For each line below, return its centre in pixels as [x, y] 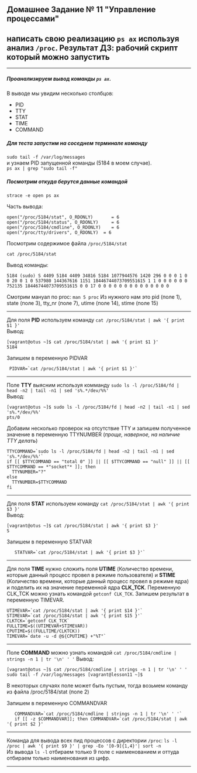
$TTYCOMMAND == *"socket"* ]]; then [51, 467]
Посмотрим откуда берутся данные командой [67, 182]
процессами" [33, 19]
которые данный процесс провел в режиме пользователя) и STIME [91, 575]
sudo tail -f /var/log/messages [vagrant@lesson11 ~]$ [75, 675]
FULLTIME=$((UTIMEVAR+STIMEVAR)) [47, 626]
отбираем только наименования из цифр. [58, 758]
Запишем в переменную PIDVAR [47, 358]
